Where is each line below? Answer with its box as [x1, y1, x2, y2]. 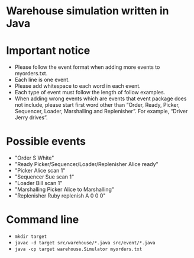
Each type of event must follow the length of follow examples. [14, 89, 166, 96]
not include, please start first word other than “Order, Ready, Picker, [14, 101, 180, 109]
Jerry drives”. [14, 114, 48, 121]
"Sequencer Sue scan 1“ [14, 173, 74, 180]
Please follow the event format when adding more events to [14, 63, 160, 71]
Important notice [6, 44, 90, 58]
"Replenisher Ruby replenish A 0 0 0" [14, 192, 106, 199]
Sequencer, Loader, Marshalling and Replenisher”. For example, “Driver [14, 108, 188, 115]
